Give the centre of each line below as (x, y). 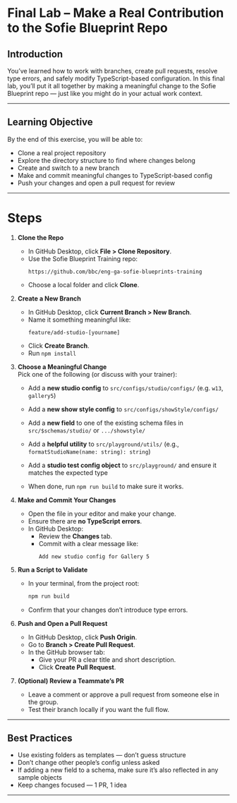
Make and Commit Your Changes (67, 500)
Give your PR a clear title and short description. (107, 659)
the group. (43, 702)
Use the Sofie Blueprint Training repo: (83, 258)
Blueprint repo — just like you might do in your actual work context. (105, 93)
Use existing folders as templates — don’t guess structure (102, 755)
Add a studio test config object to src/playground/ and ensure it (122, 465)
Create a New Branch (49, 298)
